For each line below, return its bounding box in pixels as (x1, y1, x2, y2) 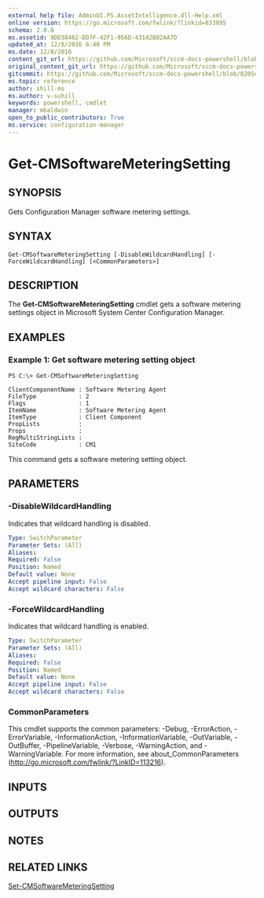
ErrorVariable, (8, 732, 53, 742)
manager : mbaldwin (8, 107, 68, 115)
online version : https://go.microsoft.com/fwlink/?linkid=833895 (8, 19, 226, 27)
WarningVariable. (8, 750, 64, 759)
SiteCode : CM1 (8, 441, 97, 449)
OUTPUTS (8, 807, 59, 821)
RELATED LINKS (8, 860, 88, 874)
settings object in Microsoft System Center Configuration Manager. (8, 308, 225, 317)
